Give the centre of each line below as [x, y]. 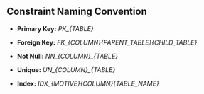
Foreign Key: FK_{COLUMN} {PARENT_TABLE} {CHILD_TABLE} [107, 42]
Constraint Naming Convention [77, 12]
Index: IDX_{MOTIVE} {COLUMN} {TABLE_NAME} [88, 83]
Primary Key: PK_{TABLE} [55, 28]
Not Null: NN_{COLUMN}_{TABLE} [68, 56]
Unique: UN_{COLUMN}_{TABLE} [66, 69]
